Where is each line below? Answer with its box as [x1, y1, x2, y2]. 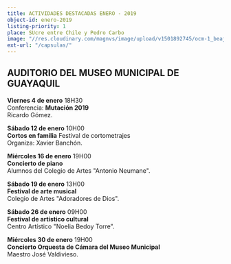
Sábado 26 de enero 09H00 [7, 207, 87, 216]
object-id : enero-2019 [7, 16, 72, 23]
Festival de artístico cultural [7, 215, 89, 223]
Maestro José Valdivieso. [7, 250, 79, 258]
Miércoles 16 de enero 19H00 [7, 152, 91, 160]
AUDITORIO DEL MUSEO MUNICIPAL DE [7, 67, 180, 79]
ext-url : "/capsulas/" [7, 42, 72, 49]
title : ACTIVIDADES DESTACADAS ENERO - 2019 [7, 10, 137, 17]
